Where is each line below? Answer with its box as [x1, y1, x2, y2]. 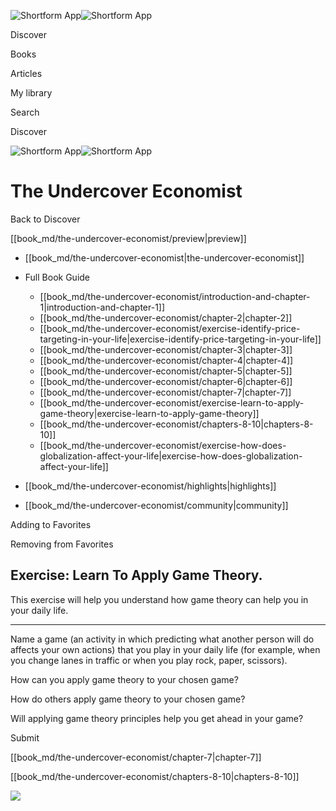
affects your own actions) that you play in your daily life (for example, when [10, 643, 321, 655]
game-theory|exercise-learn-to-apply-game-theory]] [39, 407, 260, 419]
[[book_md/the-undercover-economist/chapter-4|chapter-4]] [39, 354, 294, 366]
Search [10, 106, 40, 118]
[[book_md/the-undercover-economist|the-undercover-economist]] [24, 251, 305, 264]
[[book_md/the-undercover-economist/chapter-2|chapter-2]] [39, 311, 293, 324]
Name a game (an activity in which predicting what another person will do [10, 633, 315, 645]
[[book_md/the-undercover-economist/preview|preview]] [10, 232, 247, 244]
